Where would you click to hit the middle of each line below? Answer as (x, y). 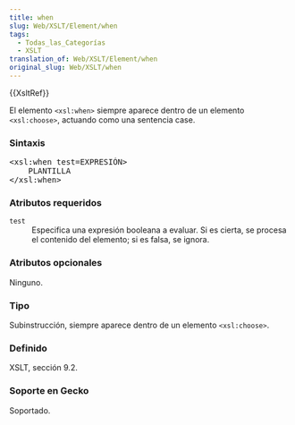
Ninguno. (26, 282)
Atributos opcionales (56, 263)
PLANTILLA (50, 171)
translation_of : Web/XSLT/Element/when (84, 59)
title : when (31, 17)
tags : (19, 34)
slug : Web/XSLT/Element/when (63, 26)
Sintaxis (27, 142)
